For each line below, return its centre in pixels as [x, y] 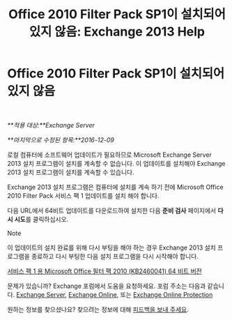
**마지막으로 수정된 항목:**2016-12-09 [61, 139]
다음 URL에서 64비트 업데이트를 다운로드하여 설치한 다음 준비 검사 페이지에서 [112, 211]
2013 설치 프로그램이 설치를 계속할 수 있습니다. [71, 172]
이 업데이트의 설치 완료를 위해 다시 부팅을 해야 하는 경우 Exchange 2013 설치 [111, 247]
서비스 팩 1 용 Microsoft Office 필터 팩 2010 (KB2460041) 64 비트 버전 [105, 271]
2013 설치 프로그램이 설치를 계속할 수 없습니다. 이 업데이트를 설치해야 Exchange [116, 163]
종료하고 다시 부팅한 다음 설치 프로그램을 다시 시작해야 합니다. [115, 256]
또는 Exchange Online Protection [167, 294]
